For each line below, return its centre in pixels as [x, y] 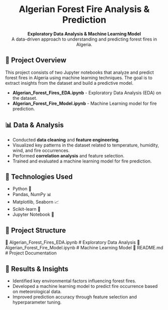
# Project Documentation [31, 253]
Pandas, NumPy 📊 [32, 195]
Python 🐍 [22, 189]
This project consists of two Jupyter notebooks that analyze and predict [79, 72]
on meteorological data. [37, 291]
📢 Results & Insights [37, 269]
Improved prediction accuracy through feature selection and [74, 297]
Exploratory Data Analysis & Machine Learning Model [84, 34]
